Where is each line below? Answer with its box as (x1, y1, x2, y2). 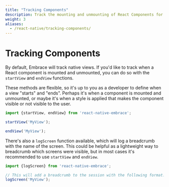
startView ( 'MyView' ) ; (5, 119, 51, 125)
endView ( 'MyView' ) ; (5, 129, 46, 134)
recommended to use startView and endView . (5, 154, 99, 160)
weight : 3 (5, 17, 26, 22)
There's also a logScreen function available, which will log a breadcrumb (5, 138, 155, 144)
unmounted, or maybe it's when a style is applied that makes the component (5, 96, 164, 102)
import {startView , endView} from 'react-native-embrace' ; (5, 111, 132, 116)
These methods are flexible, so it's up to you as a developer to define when (5, 85, 161, 91)
